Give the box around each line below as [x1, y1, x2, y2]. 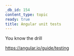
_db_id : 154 [5, 7, 30, 13]
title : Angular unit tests [5, 21, 61, 27]
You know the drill [5, 35, 42, 41]
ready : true [5, 17, 30, 22]
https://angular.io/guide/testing [5, 45, 69, 51]
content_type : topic [5, 12, 48, 17]
